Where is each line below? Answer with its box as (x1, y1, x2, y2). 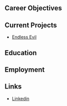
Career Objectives (4, 4, 63, 12)
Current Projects (4, 21, 57, 29)
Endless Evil (11, 34, 37, 40)
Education (4, 48, 37, 57)
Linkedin (11, 96, 30, 102)
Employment (4, 65, 45, 74)
